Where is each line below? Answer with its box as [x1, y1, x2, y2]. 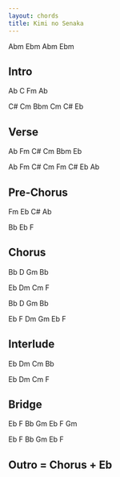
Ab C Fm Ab [8, 86, 48, 96]
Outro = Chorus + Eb [8, 458, 113, 471]
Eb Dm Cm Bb [8, 359, 54, 368]
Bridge [8, 397, 42, 411]
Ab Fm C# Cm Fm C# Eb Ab [8, 162, 100, 172]
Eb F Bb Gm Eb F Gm [8, 419, 78, 429]
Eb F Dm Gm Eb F [8, 313, 66, 323]
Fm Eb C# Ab [8, 206, 52, 216]
